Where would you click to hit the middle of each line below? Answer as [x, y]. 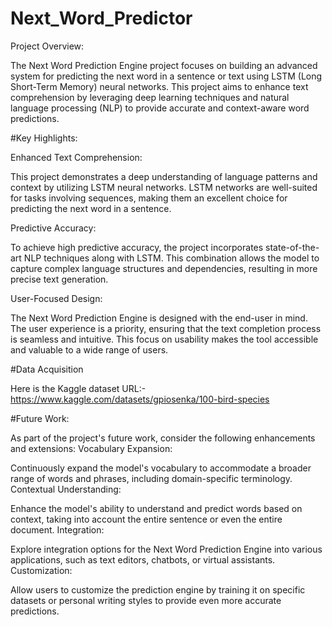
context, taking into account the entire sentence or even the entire [146, 519]
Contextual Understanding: [66, 489]
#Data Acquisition [47, 369]
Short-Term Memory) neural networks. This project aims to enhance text [159, 86]
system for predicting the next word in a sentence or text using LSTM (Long [166, 76]
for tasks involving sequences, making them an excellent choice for [149, 198]
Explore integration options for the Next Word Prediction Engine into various [166, 549]
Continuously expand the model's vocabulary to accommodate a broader [161, 468]
